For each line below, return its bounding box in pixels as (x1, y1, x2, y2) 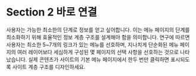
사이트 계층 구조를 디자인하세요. (12, 63, 86, 70)
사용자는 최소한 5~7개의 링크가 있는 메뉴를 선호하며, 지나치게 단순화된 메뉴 (6, 41, 179, 48)
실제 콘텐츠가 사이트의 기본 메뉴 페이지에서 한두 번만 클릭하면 (28, 56, 169, 63)
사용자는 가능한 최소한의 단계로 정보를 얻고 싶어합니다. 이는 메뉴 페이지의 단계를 (6, 26, 190, 33)
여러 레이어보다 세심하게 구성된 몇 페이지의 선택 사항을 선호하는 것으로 (17, 48, 179, 55)
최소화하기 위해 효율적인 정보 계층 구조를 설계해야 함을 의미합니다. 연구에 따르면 (6, 33, 190, 40)
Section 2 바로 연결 (6, 5, 97, 19)
